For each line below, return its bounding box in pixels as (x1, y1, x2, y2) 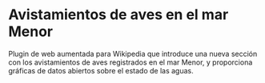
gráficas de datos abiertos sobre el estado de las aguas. (8, 65, 194, 75)
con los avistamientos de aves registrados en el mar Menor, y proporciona (8, 57, 253, 67)
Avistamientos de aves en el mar (8, 6, 229, 24)
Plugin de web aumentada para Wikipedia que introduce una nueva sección (8, 49, 258, 58)
